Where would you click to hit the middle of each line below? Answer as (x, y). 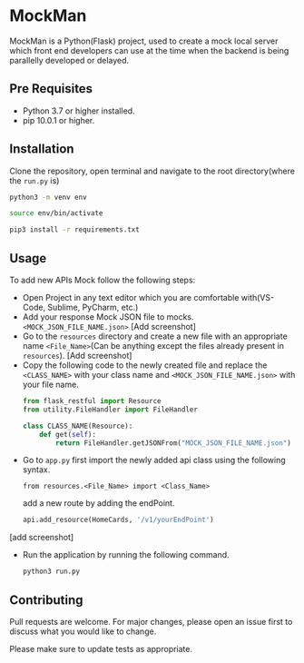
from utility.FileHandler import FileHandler (110, 410)
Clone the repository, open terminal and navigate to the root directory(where (152, 171)
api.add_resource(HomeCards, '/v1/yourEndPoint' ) (118, 520)
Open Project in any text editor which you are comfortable (131, 297)
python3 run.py (51, 572)
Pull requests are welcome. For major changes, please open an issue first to (151, 621)
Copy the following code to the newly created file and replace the (145, 365)
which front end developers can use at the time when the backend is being (149, 50)
